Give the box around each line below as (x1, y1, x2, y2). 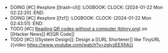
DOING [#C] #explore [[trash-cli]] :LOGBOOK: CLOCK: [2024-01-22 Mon (10, 5, 163, 10)
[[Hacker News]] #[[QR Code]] (10, 31, 75, 37)
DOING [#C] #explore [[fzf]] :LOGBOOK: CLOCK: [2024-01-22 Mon (10, 15, 152, 21)
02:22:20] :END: (10, 10, 44, 16)
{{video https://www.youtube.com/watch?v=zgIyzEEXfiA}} (10, 42, 134, 47)
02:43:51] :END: (10, 20, 44, 26)
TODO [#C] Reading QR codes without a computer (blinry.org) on (10, 26, 148, 32)
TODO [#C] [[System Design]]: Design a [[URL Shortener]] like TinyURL (10, 36, 161, 42)
